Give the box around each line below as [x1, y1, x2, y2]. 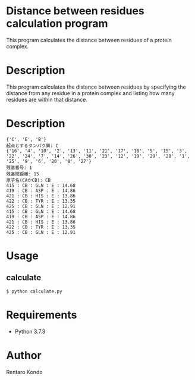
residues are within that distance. [6, 96, 88, 103]
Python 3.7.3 [14, 328, 46, 335]
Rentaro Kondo [6, 368, 43, 375]
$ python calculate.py [6, 288, 62, 294]
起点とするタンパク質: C [6, 143, 59, 149]
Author [6, 348, 42, 362]
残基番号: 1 [6, 165, 33, 171]
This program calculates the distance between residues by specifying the [6, 83, 186, 90]
